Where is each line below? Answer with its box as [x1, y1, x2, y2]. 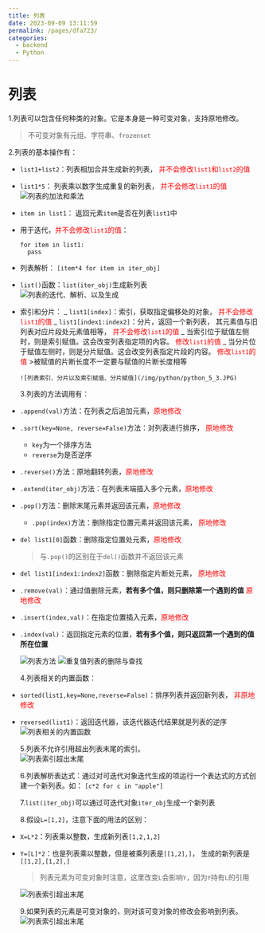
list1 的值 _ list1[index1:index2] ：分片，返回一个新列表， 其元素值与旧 [19, 317, 258, 326]
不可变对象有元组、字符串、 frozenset [27, 130, 151, 140]
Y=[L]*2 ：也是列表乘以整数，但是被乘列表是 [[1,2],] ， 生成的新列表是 [19, 848, 251, 858]
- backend [15, 41, 48, 49]
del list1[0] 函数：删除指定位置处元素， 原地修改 [19, 534, 181, 544]
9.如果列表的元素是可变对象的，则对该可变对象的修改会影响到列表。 [19, 906, 243, 915]
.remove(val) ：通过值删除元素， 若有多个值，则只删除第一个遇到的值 [19, 585, 244, 595]
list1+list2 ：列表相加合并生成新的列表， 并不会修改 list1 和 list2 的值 [19, 164, 251, 174]
